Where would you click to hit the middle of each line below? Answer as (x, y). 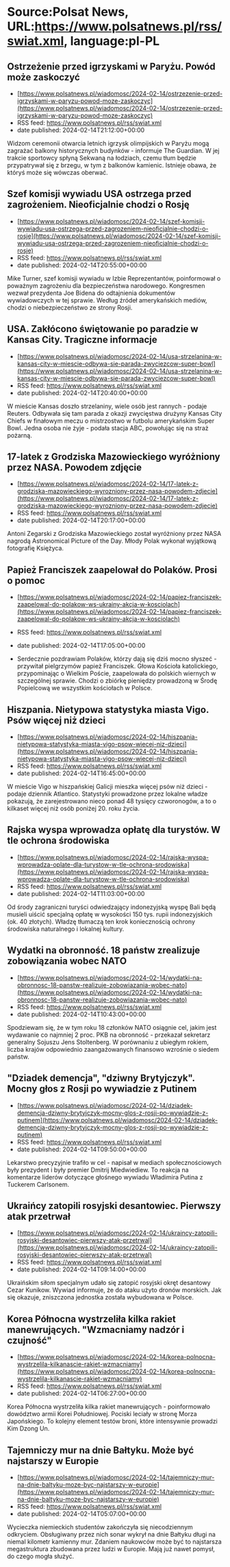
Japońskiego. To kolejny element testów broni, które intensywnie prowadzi (112, 1422)
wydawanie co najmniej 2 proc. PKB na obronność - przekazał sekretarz (109, 1035)
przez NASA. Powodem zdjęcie (75, 468)
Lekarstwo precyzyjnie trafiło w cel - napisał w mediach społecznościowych (114, 1162)
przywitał (30, 666)
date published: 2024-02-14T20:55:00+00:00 (82, 265)
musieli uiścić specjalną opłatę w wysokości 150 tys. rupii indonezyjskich (110, 914)
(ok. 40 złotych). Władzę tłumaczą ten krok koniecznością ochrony (101, 921)
